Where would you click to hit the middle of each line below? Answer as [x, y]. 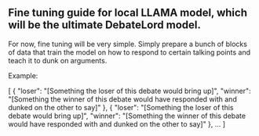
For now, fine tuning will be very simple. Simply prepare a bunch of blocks [128, 44]
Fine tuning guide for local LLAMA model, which [128, 13]
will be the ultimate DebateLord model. [105, 25]
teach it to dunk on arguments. [58, 60]
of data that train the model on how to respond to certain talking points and [129, 52]
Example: [23, 75]
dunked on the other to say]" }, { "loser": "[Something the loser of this [121, 107]
